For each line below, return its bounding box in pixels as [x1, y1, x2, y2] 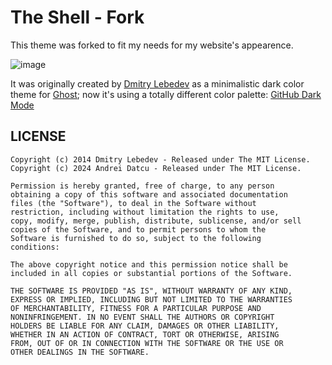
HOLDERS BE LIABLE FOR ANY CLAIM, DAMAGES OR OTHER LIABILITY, [10, 321, 280, 331]
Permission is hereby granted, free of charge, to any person [10, 181, 275, 191]
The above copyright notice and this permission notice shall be [10, 259, 288, 270]
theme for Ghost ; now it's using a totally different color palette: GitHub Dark [10, 88, 322, 100]
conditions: [10, 242, 60, 252]
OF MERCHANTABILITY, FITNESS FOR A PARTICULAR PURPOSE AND [10, 303, 262, 313]
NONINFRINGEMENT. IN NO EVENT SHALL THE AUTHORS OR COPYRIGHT [10, 312, 275, 322]
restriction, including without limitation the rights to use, [10, 207, 280, 217]
